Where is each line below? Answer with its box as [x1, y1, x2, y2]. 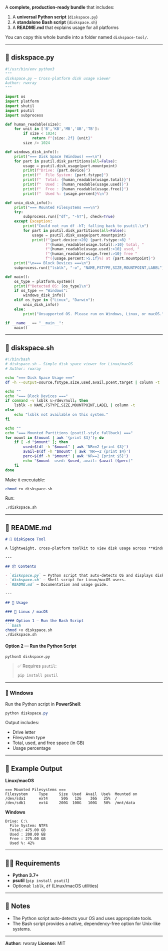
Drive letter [12, 729, 36, 735]
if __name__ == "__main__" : [5, 320, 64, 325]
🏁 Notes [5, 902, 30, 911]
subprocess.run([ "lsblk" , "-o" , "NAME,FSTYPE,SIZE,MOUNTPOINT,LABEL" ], [14, 265, 166, 270]
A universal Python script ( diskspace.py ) [12, 14, 98, 19]
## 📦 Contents [5, 564, 36, 569]
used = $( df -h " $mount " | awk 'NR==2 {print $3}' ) [23, 444, 128, 449]
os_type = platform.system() [14, 279, 75, 284]
